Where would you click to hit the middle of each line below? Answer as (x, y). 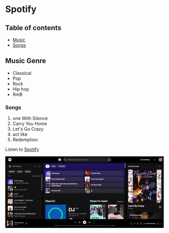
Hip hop (21, 89)
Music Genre (26, 61)
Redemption (25, 140)
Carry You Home (30, 124)
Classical (22, 73)
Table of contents (33, 28)
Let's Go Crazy (28, 129)
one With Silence (30, 119)
